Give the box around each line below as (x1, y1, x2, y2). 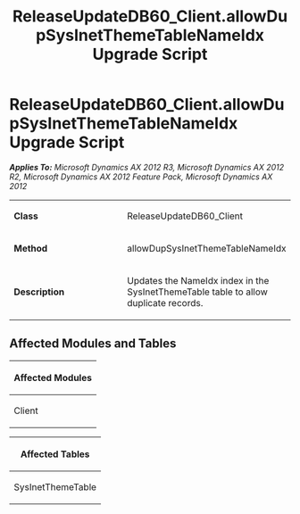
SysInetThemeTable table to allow (127, 286, 268, 298)
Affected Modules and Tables (9, 336, 177, 352)
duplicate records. (127, 296, 204, 309)
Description (13, 286, 65, 298)
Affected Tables (21, 448, 90, 460)
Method (13, 242, 48, 254)
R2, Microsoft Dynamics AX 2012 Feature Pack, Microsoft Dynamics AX (9, 171, 273, 182)
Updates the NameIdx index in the (127, 274, 270, 286)
